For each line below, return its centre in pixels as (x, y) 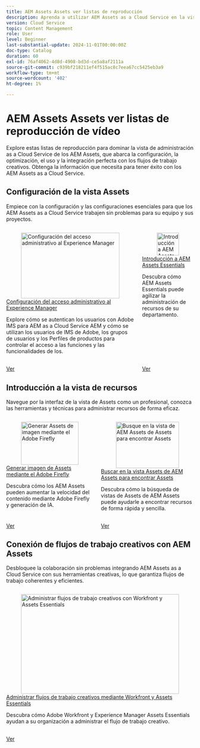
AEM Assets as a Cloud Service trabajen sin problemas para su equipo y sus (100, 213)
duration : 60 (22, 56)
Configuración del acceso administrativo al (59, 301)
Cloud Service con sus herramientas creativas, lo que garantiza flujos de (95, 574)
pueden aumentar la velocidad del (48, 492)
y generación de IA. (30, 504)
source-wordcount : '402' (37, 78)
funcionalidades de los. (35, 351)
